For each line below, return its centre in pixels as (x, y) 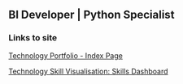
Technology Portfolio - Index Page (66, 55)
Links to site (33, 38)
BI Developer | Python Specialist (91, 15)
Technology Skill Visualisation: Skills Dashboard (88, 71)
